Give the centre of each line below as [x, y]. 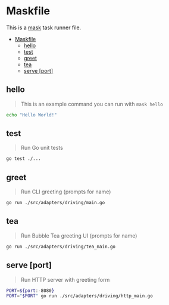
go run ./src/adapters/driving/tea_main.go [61, 247]
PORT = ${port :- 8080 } [30, 291]
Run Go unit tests [42, 148]
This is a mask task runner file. [44, 27]
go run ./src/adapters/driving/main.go [56, 203]
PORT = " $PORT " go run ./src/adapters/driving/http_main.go [79, 296]
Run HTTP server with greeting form [65, 279]
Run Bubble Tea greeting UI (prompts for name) [79, 235]
